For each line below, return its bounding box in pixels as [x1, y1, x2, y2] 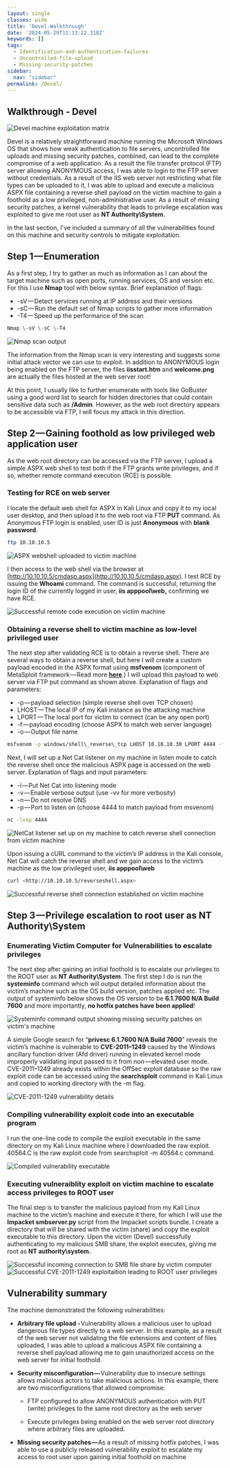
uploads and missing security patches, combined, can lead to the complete [7, 152, 219, 160]
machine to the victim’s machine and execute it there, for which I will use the [7, 1210, 222, 1219]
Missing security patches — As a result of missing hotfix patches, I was [16, 1438, 219, 1446]
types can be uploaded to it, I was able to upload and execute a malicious [7, 181, 214, 190]
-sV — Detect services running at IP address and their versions [16, 297, 193, 305]
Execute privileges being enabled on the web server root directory [27, 1417, 214, 1425]
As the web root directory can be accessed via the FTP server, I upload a [7, 456, 213, 464]
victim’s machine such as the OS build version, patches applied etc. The [7, 987, 210, 995]
